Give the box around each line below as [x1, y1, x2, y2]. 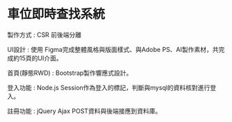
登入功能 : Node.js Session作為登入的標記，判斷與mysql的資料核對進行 [7, 83, 210, 91]
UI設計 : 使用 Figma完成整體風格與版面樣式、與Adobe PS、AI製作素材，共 [7, 45, 219, 53]
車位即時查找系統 [7, 6, 106, 22]
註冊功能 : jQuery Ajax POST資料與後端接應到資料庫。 [7, 107, 162, 115]
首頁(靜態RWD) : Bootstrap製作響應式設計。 [7, 69, 133, 77]
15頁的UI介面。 [19, 53, 63, 62]
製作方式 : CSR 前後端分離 [7, 31, 82, 39]
